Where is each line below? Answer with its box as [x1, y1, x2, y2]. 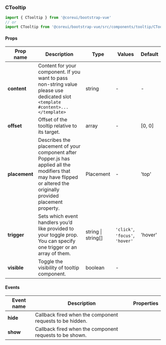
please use [38, 87, 64, 94]
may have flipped [38, 174, 78, 181]
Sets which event [38, 213, 78, 220]
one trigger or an [38, 244, 78, 251]
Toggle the [38, 258, 63, 265]
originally [38, 186, 60, 193]
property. [38, 205, 60, 212]
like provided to [38, 225, 74, 232]
